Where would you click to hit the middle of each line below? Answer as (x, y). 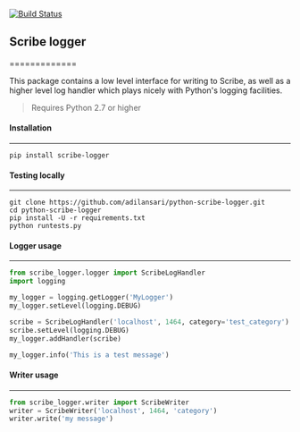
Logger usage (36, 245)
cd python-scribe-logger (55, 210)
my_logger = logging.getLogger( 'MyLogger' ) (92, 298)
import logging (37, 282)
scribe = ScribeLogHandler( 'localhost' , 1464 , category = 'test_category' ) (150, 322)
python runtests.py (46, 226)
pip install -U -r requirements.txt (77, 218)
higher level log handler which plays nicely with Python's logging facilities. (146, 90)
